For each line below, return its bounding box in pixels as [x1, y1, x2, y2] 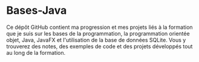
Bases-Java [6, 4, 67, 17]
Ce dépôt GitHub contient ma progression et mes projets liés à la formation [6, 23, 193, 31]
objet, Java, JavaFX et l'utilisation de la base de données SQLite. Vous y [6, 36, 186, 43]
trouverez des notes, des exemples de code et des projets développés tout [6, 43, 193, 50]
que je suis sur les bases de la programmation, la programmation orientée [6, 29, 190, 37]
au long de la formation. [6, 49, 65, 56]
